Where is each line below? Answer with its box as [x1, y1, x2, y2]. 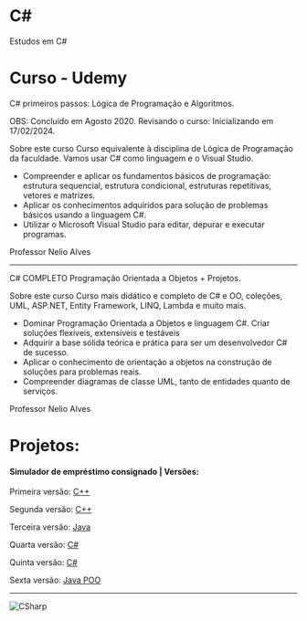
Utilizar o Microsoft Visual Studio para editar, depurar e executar [22, 218, 265, 229]
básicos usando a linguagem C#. [22, 209, 147, 220]
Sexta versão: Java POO [9, 574, 101, 585]
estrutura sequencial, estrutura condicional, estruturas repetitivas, [22, 180, 272, 191]
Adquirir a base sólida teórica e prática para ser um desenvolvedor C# [22, 337, 288, 348]
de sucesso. [22, 346, 69, 357]
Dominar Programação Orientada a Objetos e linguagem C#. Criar [22, 317, 270, 329]
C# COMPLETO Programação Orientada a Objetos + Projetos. [9, 272, 241, 283]
